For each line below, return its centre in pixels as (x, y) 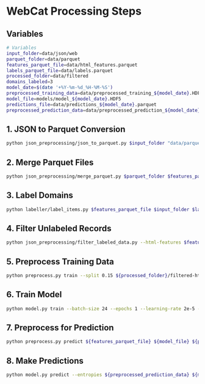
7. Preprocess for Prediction (60, 328)
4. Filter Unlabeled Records (59, 228)
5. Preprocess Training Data (60, 262)
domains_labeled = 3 (30, 82)
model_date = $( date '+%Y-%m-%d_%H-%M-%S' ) (60, 88)
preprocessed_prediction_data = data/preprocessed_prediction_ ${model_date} (103, 110)
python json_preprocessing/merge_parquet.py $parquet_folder (86, 176)
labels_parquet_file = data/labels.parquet (60, 71)
